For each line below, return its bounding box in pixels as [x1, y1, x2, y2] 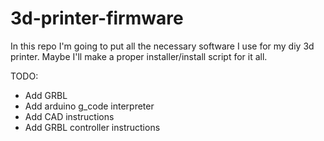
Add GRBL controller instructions [24, 121, 161, 133]
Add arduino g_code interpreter [24, 100, 155, 112]
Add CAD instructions [24, 110, 115, 122]
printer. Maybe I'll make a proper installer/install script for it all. [10, 50, 268, 62]
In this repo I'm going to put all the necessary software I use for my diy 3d [10, 40, 315, 52]
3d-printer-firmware [10, 7, 184, 30]
